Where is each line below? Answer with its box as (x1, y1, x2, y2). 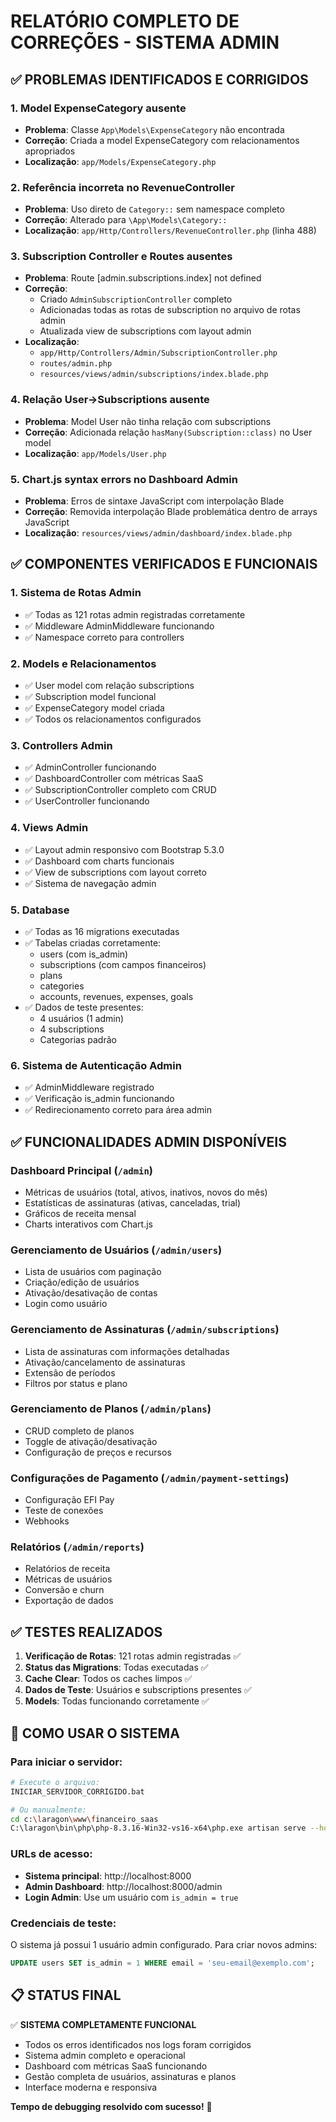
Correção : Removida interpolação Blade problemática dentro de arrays (24, 506, 318, 518)
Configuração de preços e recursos (24, 1446, 172, 1458)
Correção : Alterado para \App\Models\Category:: (24, 214, 228, 226)
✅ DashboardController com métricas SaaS (24, 773, 204, 785)
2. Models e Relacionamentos (10, 656, 157, 670)
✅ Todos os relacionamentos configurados (24, 713, 202, 725)
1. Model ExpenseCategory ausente (10, 101, 187, 115)
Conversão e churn (24, 1584, 105, 1596)
